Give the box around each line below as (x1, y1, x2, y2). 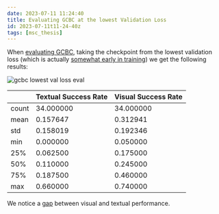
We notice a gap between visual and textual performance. (7, 200, 170, 208)
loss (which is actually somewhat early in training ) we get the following (7, 56, 207, 64)
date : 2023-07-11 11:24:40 (7, 10, 84, 17)
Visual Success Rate (114, 92, 183, 102)
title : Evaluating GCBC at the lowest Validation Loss (7, 16, 167, 23)
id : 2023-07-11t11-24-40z (7, 23, 81, 29)
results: (7, 62, 29, 71)
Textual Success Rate (35, 92, 108, 102)
